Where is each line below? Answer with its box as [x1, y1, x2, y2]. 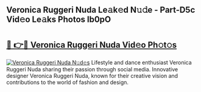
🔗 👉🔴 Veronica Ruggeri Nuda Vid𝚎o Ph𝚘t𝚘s [6, 40, 177, 50]
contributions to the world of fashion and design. [6, 79, 129, 86]
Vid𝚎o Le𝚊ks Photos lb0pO [6, 15, 111, 25]
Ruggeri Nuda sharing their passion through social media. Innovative [6, 66, 178, 73]
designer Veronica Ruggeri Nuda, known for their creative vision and [6, 73, 178, 79]
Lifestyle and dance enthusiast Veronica [91, 59, 192, 66]
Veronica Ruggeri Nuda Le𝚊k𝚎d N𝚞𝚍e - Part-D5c [6, 5, 196, 15]
